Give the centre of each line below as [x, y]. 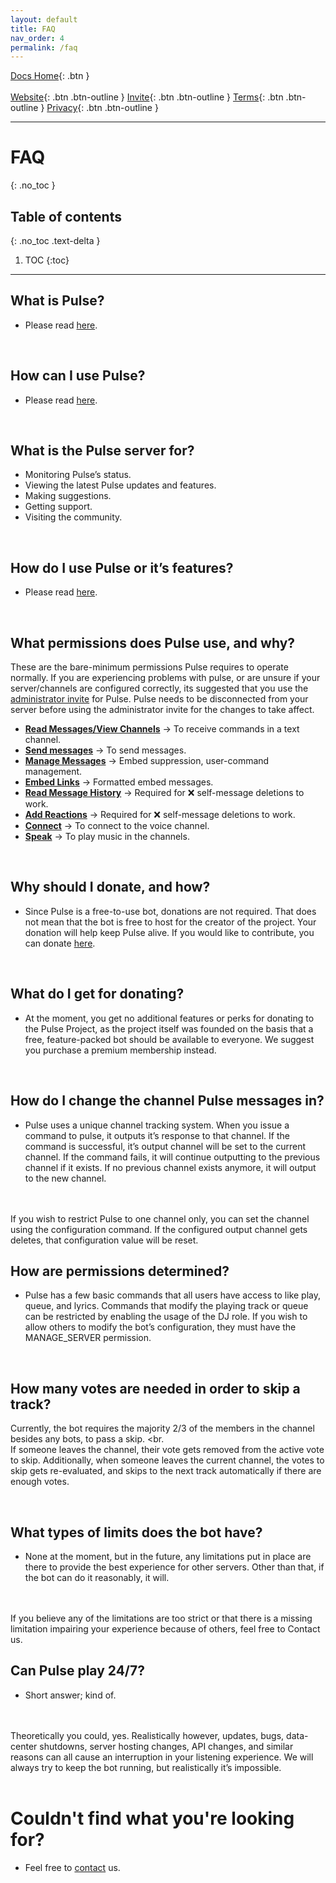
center [24, 1746]
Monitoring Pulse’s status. [78, 475]
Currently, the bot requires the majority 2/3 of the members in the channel [162, 1428]
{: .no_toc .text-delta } [55, 240]
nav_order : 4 [37, 38]
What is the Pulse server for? [102, 451]
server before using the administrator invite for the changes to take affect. [162, 710]
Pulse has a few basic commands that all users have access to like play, [173, 1295]
